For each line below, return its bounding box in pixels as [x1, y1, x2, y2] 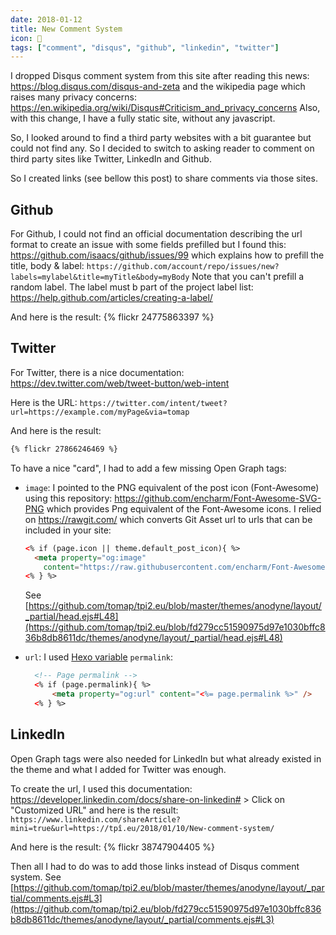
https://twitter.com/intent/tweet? [79, 398, 228, 408]
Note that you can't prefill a [191, 271, 305, 283]
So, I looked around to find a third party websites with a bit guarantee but [10, 132, 312, 144]
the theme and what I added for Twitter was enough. [10, 763, 227, 775]
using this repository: [24, 492, 113, 504]
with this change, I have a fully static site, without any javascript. [10, 112, 276, 125]
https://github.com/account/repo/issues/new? [86, 262, 280, 272]
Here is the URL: [10, 396, 78, 408]
